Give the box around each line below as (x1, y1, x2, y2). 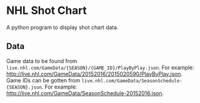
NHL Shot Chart (6, 4, 87, 18)
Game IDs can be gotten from (6, 76, 80, 84)
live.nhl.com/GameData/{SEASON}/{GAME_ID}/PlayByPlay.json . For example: (6, 64, 195, 71)
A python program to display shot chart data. (6, 24, 119, 31)
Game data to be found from (6, 57, 78, 64)
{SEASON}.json (6, 84, 43, 90)
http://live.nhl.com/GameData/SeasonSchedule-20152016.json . (6, 89, 164, 97)
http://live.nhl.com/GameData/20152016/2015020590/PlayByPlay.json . (6, 70, 183, 78)
